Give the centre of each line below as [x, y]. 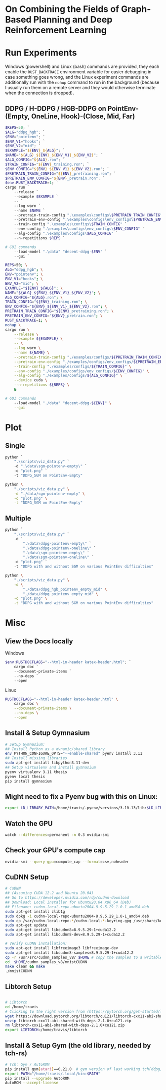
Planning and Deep [73, 20]
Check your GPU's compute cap [55, 850]
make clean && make [25, 967]
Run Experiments [41, 53]
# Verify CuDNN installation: [36, 944]
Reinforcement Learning [56, 30]
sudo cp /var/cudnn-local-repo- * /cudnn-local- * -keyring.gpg [68, 921]
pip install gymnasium [28, 781]
